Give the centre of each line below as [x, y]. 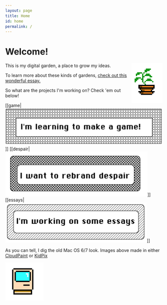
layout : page [19, 11]
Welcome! [27, 52]
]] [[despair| [17, 149]
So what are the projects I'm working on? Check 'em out [63, 91]
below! [12, 96]
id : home [14, 21]
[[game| [13, 106]
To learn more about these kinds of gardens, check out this [66, 76]
